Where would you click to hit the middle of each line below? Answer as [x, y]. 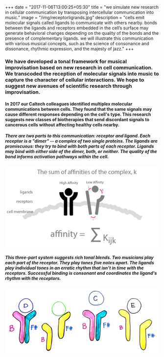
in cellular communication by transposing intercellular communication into [80, 12]
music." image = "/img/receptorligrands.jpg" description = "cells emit [75, 17]
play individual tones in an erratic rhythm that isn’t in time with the [74, 268]
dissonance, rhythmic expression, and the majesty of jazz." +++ [70, 49]
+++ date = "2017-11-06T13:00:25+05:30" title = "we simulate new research [82, 7]
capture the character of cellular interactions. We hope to [75, 79]
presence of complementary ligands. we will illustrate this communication [79, 38]
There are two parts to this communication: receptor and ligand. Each [78, 136]
